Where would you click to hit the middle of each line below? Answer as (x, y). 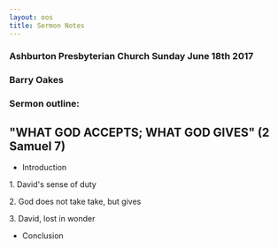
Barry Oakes (36, 80)
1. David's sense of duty (53, 184)
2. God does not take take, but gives (75, 202)
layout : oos (31, 17)
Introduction (44, 168)
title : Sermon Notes (47, 26)
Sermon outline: (44, 104)
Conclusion (42, 236)
